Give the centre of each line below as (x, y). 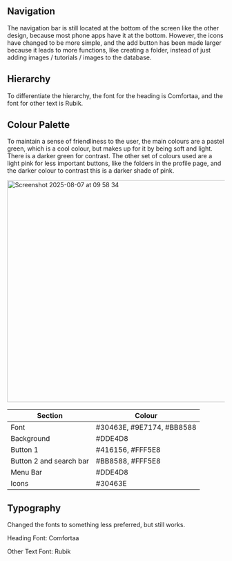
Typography (34, 508)
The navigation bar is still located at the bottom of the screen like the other (113, 28)
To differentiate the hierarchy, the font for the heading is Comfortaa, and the (115, 95)
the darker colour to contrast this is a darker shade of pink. (91, 171)
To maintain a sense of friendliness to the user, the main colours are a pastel (116, 142)
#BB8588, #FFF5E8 (128, 461)
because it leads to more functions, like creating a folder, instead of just (109, 50)
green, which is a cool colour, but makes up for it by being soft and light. (110, 149)
